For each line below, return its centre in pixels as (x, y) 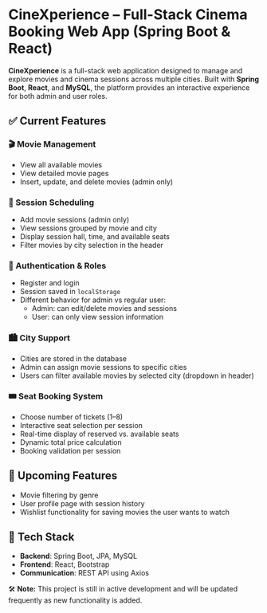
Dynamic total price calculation (71, 442)
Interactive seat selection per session (81, 425)
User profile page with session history (82, 503)
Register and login (49, 283)
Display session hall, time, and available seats (94, 236)
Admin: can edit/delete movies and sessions (104, 308)
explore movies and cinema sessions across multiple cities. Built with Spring (134, 79)
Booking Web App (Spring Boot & (120, 31)
